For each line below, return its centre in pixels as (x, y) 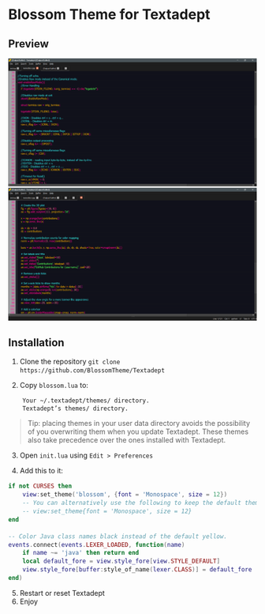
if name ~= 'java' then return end (81, 553)
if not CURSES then (40, 486)
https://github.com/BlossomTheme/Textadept (92, 371)
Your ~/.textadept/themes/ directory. (86, 401)
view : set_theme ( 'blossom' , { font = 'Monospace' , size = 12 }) (125, 495)
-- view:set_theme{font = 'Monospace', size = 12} (107, 511)
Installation (36, 343)
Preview (29, 44)
